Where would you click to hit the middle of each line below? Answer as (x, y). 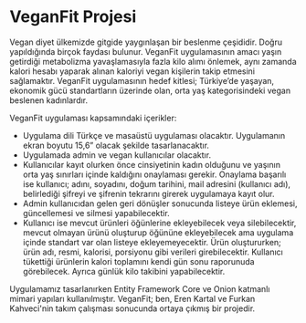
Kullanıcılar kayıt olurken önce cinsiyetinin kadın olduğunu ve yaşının (152, 164)
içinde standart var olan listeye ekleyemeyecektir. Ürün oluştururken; (152, 242)
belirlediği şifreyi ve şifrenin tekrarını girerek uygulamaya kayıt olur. (148, 193)
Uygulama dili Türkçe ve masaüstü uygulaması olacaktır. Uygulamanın (154, 135)
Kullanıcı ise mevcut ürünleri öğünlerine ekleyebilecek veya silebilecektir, (159, 223)
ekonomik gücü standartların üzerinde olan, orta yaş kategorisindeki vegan (150, 90)
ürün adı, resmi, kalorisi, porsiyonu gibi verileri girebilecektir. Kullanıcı (153, 252)
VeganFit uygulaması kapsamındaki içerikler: (93, 118)
